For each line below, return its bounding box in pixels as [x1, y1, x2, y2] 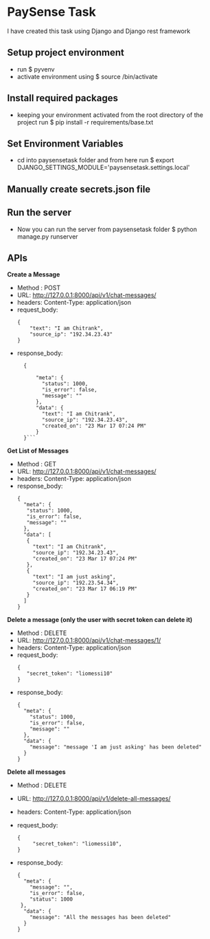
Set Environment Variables [7, 138, 124, 149]
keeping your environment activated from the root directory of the [16, 111, 204, 119]
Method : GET [16, 460, 57, 468]
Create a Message [7, 270, 60, 279]
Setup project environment [7, 47, 125, 58]
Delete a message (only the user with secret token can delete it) [7, 616, 193, 624]
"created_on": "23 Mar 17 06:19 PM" [32, 585, 137, 592]
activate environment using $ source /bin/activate [16, 72, 158, 80]
